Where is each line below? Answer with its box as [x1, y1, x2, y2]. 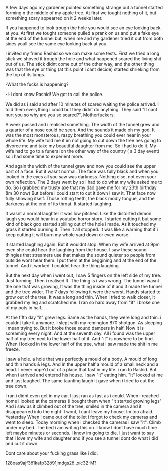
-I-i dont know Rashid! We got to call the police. [5, 91, 104, 97]
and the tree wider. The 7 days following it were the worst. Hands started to [5, 289, 161, 295]
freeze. [5, 346, 20, 352]
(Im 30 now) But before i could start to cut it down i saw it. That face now [5, 190, 156, 196]
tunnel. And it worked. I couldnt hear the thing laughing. [5, 263, 120, 268]
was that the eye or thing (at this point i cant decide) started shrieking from [5, 66, 160, 72]
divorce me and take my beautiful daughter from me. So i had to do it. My [5, 143, 156, 149]
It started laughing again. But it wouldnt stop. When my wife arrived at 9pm [5, 241, 160, 247]
